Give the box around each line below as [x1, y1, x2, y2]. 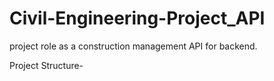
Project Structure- [9, 59, 84, 71]
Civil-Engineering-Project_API [9, 7, 266, 30]
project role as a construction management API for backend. [9, 40, 258, 52]
